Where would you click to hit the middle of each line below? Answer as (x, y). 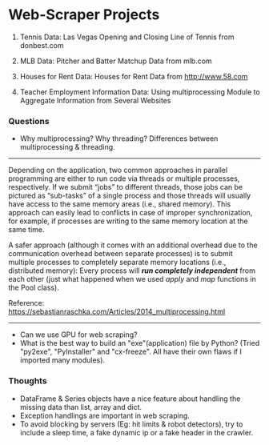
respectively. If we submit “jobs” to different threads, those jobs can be (125, 187)
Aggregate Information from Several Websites (95, 100)
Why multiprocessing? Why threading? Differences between (119, 138)
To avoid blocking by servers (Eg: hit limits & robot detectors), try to (131, 424)
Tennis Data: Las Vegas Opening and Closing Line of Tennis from (127, 37)
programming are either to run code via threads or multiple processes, (124, 178)
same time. (27, 230)
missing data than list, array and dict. (81, 407)
